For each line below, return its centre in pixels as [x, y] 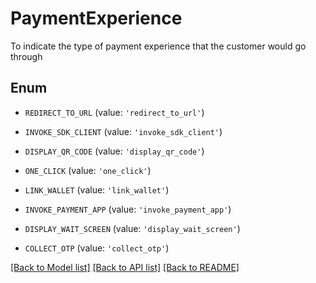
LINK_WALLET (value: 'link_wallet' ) [97, 189]
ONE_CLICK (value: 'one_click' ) [88, 170]
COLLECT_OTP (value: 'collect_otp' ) [97, 248]
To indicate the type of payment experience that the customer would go [158, 46]
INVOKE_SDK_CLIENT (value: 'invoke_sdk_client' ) [123, 131]
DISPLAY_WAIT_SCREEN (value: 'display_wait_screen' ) [132, 228]
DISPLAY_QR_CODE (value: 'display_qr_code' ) [114, 151]
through [26, 56]
